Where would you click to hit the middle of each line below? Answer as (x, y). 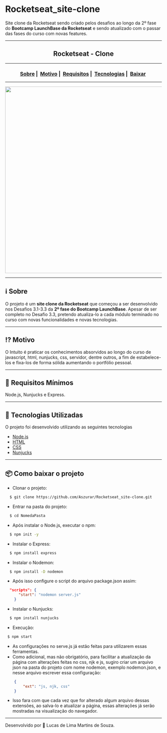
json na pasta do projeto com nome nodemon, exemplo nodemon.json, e (86, 667)
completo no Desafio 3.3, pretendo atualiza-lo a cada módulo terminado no (82, 314)
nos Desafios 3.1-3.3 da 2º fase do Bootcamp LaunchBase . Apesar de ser (81, 309)
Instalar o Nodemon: (33, 562)
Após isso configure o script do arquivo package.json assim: (74, 581)
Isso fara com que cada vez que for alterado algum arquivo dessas (81, 701)
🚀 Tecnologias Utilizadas (44, 415)
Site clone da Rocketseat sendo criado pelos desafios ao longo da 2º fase (81, 23)
